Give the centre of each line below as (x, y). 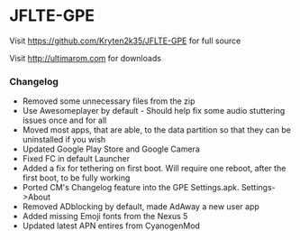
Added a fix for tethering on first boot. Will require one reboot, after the (154, 169)
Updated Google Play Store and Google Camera (111, 149)
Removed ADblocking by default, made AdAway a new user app (141, 207)
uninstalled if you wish (64, 140)
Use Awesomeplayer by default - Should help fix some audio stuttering (154, 111)
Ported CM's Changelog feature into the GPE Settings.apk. (131, 188)
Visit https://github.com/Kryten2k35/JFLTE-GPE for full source (125, 41)
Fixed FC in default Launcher (76, 159)
